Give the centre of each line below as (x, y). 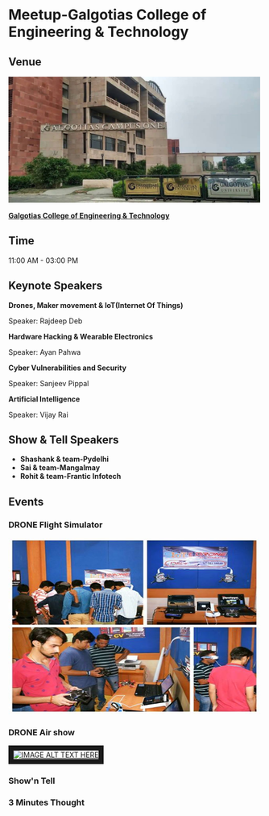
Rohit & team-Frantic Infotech (70, 477)
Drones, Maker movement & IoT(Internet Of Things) (96, 305)
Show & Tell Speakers (64, 440)
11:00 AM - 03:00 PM (43, 260)
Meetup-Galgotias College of (108, 15)
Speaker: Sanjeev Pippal (49, 383)
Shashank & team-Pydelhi (64, 459)
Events (26, 502)
